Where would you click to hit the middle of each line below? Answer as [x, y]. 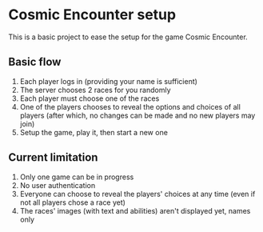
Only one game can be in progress [77, 177]
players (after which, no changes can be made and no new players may [137, 115]
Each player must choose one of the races [90, 98]
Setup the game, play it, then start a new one [94, 132]
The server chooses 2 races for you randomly [95, 90]
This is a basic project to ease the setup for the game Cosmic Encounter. [128, 37]
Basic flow [35, 62]
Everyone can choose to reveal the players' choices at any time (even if [137, 194]
